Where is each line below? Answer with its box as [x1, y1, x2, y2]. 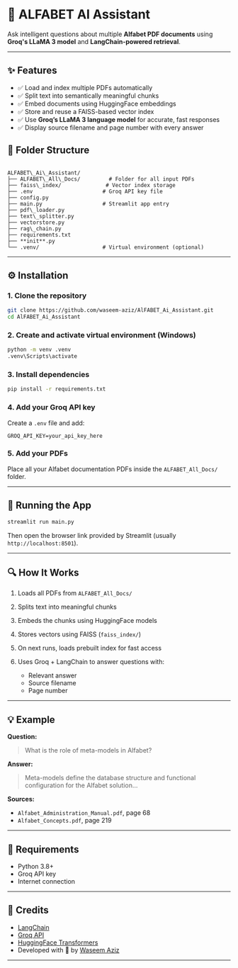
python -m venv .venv [7, 347, 72, 354]
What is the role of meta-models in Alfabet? [24, 746, 152, 755]
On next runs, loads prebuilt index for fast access [17, 644, 161, 653]
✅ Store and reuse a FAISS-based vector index [17, 107, 154, 116]
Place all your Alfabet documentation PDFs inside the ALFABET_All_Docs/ [7, 464, 218, 473]
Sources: [7, 795, 35, 804]
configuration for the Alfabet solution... [24, 781, 138, 789]
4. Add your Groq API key [7, 403, 96, 412]
